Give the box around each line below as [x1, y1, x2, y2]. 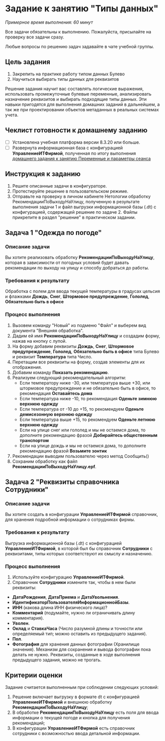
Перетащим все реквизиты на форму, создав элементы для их [12, 359, 145, 365]
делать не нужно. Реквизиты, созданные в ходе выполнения [12, 652, 140, 658]
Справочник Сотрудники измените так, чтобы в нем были [12, 580, 136, 585]
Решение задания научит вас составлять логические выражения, [5, 86, 144, 92]
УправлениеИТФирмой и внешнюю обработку [12, 699, 112, 705]
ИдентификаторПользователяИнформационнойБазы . [12, 599, 130, 606]
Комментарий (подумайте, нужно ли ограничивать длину [12, 610, 135, 616]
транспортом [19, 437, 49, 443]
